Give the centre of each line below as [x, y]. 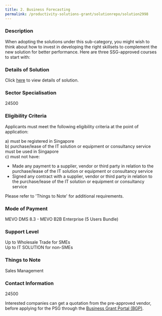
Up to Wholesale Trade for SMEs [38, 242]
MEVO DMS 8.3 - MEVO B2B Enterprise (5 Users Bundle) [62, 219]
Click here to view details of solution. [42, 80]
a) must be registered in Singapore [40, 141]
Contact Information [30, 283]
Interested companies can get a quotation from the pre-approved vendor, [78, 303]
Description [19, 31]
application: [17, 132]
